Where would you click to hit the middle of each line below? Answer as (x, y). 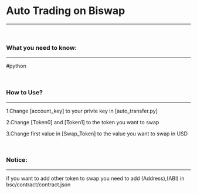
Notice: (17, 160)
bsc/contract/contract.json (38, 184)
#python (16, 66)
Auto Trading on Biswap (66, 11)
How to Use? (24, 93)
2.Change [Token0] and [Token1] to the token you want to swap (83, 122)
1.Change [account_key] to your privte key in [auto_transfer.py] (82, 111)
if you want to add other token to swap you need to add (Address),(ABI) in (95, 178)
